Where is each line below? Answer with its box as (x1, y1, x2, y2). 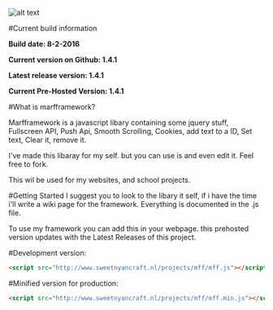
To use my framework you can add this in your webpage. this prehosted (8, 224, 249, 233)
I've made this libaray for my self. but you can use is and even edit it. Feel (8, 151, 254, 160)
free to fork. (8, 159, 49, 169)
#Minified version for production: (8, 278, 119, 288)
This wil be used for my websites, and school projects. (8, 175, 191, 184)
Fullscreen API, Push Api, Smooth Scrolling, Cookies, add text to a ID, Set (8, 127, 253, 136)
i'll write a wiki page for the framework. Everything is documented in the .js (8, 200, 259, 209)
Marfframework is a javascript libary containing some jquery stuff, (8, 118, 229, 127)
